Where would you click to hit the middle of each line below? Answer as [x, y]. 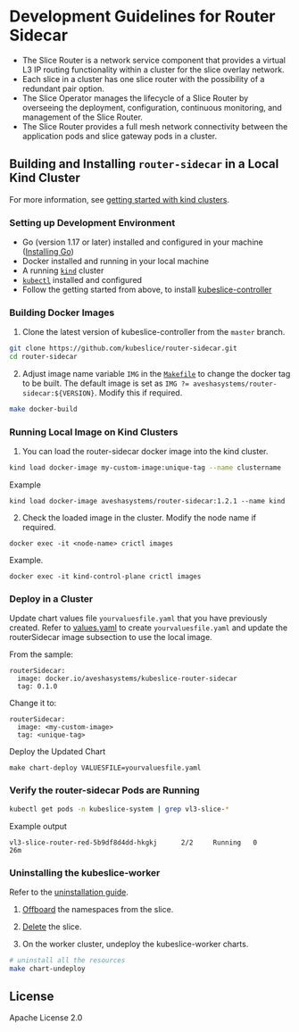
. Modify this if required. [138, 393]
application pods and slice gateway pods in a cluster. [120, 136]
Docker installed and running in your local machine [116, 262]
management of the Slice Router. [82, 117]
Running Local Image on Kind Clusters [94, 432]
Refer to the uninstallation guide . [69, 892]
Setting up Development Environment [92, 222]
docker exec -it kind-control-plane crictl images [105, 577]
